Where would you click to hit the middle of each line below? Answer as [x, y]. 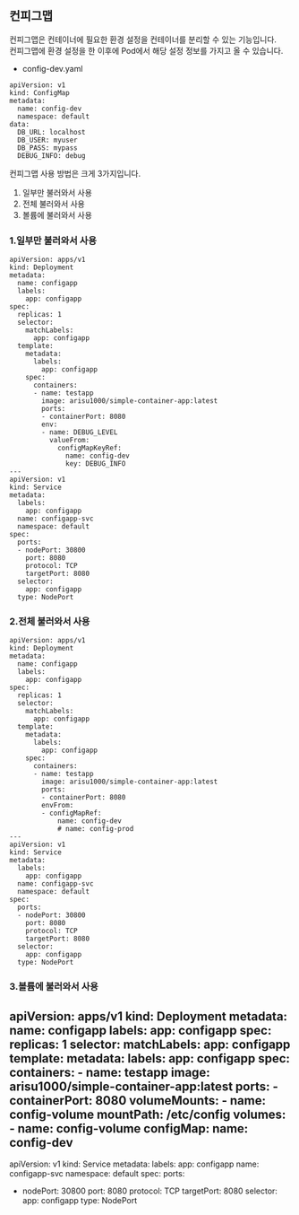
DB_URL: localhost [52, 132]
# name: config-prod [95, 829]
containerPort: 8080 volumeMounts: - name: [138, 1101]
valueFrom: [69, 441]
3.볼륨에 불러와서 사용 [54, 987]
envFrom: [58, 806]
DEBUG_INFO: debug [52, 155]
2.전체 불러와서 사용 [50, 622]
